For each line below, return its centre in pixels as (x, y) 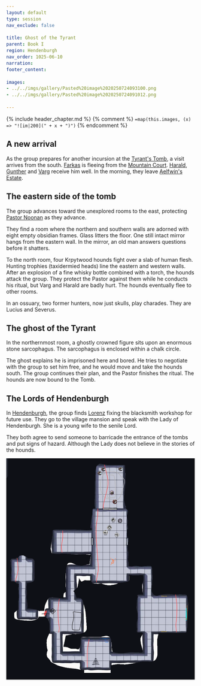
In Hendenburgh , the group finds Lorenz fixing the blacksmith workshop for (99, 413)
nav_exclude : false (31, 25)
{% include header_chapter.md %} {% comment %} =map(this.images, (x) (99, 119)
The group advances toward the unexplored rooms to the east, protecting (97, 211)
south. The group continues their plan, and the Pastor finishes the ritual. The (100, 373)
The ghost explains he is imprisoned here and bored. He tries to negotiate (97, 361)
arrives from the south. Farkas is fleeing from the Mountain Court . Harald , (97, 165)
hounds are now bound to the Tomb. (51, 380)
